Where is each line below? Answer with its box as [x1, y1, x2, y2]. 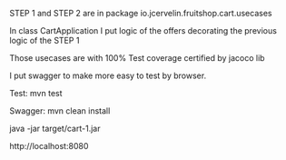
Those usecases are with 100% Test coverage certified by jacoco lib [9, 53, 265, 63]
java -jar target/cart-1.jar [9, 123, 101, 134]
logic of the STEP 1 [9, 35, 80, 45]
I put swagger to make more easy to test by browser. [9, 70, 207, 81]
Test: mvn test [9, 88, 63, 98]
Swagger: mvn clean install [9, 105, 111, 116]
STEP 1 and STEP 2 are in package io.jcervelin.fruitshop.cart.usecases [9, 8, 272, 18]
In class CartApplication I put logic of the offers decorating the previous [9, 25, 277, 35]
